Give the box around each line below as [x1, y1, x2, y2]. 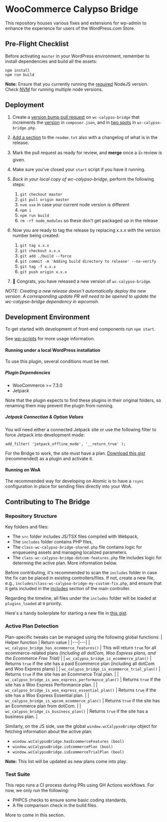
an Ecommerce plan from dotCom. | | [5, 703, 81, 709]
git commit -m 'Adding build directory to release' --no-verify [19, 259, 157, 264]
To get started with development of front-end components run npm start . [5, 326, 156, 332]
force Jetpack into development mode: [5, 432, 85, 438]
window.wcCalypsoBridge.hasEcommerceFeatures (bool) [12, 739, 125, 744]
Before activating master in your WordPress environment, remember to [5, 53, 150, 59]
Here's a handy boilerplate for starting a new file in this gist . [5, 610, 128, 616]
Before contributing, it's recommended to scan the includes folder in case [5, 570, 157, 576]
